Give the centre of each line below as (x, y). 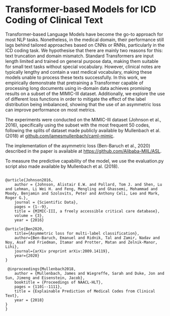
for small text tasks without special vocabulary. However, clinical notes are (83, 67)
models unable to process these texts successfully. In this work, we (76, 77)
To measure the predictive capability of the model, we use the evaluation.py (84, 161)
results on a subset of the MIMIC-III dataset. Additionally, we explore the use (85, 93)
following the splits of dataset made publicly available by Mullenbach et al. (83, 130)
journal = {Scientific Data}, (46, 202)
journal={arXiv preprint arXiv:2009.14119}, (62, 251)
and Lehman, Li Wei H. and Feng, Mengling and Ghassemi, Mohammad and (81, 189)
